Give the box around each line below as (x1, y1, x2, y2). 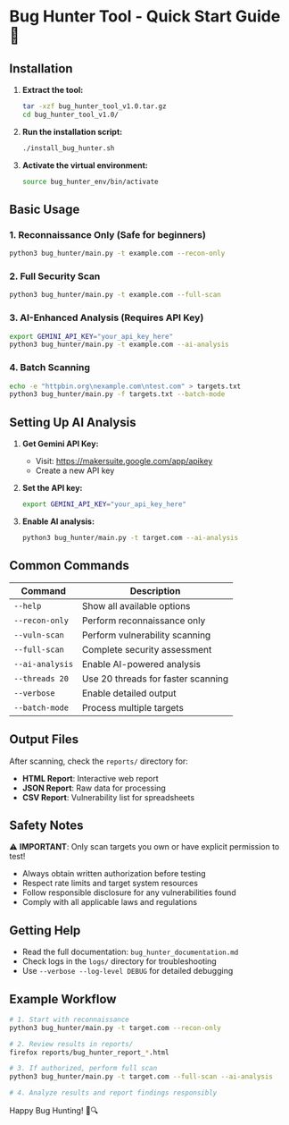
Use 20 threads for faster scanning (81, 672, 229, 685)
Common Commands (9, 558, 129, 573)
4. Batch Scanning (9, 361, 91, 374)
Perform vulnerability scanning (81, 629, 211, 641)
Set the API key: (21, 483, 83, 494)
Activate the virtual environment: (21, 159, 149, 171)
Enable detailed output (81, 687, 177, 699)
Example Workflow (9, 991, 117, 1007)
